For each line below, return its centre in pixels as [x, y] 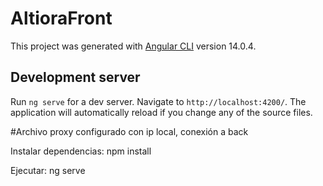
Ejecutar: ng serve [48, 170]
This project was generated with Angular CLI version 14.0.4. [133, 46]
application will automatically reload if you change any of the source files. [161, 112]
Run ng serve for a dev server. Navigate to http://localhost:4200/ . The [158, 101]
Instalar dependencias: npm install [81, 151]
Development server [75, 77]
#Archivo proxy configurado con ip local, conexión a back [129, 131]
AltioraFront [61, 18]
